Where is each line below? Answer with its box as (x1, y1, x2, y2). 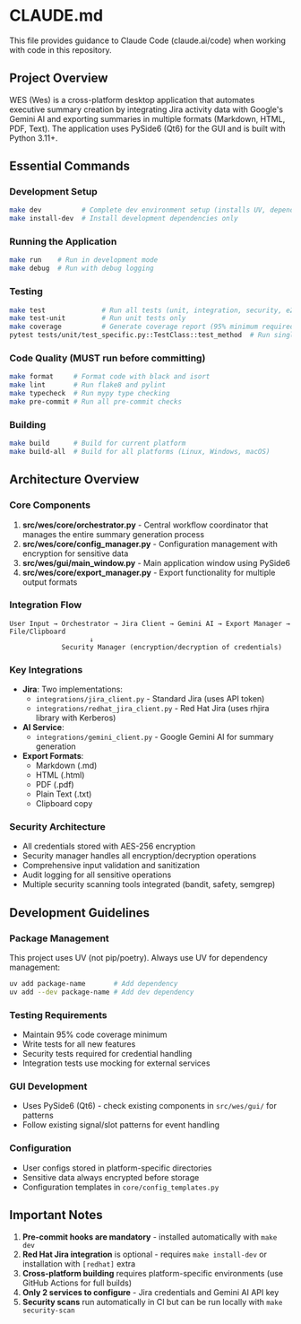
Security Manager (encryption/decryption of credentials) (61, 642, 282, 651)
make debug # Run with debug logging (9, 264, 154, 274)
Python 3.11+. (9, 132, 58, 144)
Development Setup (9, 186, 98, 198)
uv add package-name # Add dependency (9, 980, 178, 989)
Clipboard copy (35, 798, 93, 809)
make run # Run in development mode (9, 256, 159, 265)
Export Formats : (21, 751, 84, 762)
